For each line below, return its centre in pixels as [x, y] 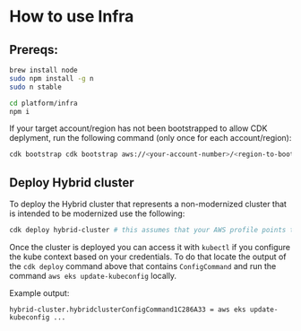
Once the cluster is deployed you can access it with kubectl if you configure [150, 247]
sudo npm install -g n [52, 78]
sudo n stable [36, 87]
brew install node [43, 70]
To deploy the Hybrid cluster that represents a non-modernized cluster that [148, 205]
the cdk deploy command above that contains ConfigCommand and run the [143, 266]
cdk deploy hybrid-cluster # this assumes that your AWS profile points [148, 231]
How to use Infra [72, 17]
